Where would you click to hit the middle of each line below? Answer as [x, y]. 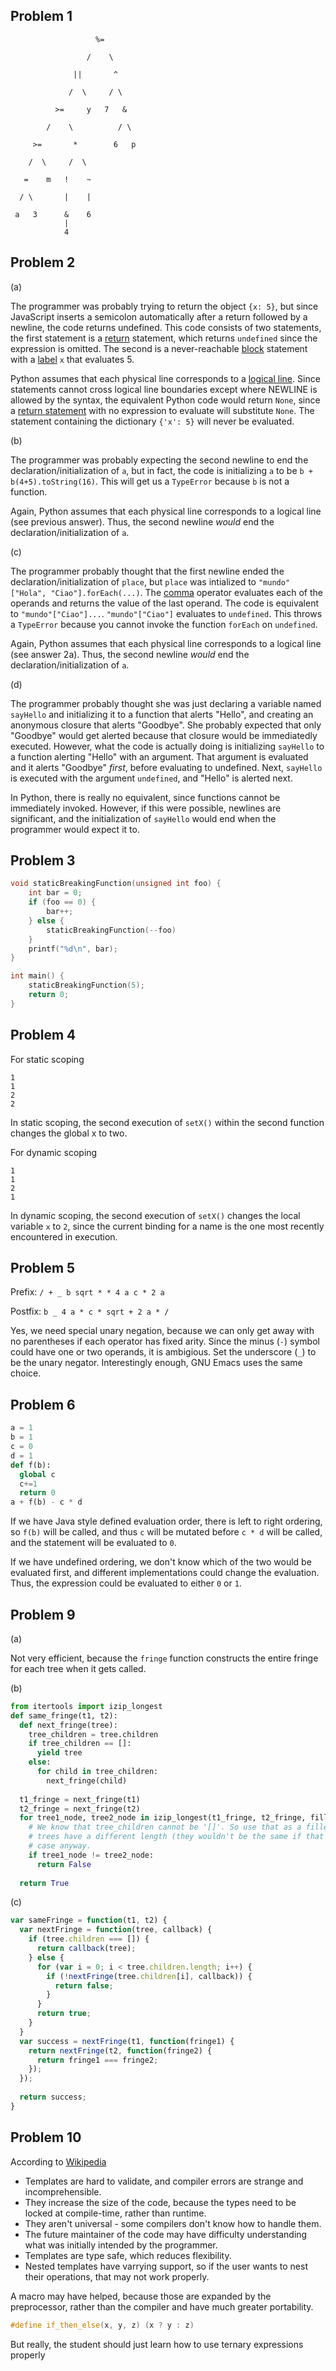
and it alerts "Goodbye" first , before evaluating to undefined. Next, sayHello [166, 767]
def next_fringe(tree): [68, 1725]
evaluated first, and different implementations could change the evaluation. [165, 1573]
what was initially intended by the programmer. [121, 2245]
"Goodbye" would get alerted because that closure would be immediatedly [164, 735]
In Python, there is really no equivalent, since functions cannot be [145, 797]
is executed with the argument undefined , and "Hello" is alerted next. [151, 778]
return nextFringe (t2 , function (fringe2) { [120, 2050]
